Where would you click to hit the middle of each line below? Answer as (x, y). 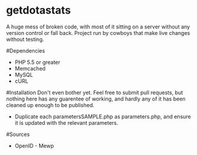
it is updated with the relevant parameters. (66, 122)
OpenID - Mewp (34, 146)
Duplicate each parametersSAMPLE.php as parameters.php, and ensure (103, 117)
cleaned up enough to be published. (50, 105)
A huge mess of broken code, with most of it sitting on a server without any (98, 27)
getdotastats (39, 10)
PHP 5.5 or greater (37, 62)
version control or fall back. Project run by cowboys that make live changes (98, 33)
